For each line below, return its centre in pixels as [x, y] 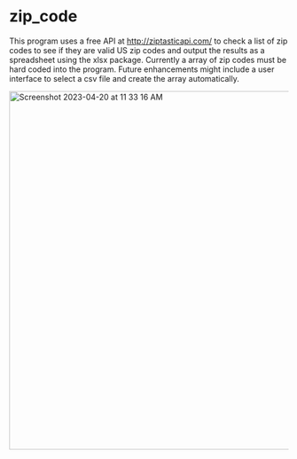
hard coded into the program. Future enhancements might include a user [142, 69]
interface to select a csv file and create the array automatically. [124, 78]
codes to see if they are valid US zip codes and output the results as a [137, 50]
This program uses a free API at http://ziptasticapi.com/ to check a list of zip [148, 41]
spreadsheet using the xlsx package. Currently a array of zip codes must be [148, 59]
